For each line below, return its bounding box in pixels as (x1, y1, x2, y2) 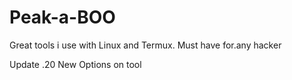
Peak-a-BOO (9, 6, 116, 29)
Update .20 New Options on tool (9, 58, 142, 70)
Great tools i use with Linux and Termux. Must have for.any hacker (9, 39, 282, 51)
